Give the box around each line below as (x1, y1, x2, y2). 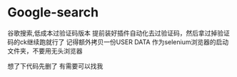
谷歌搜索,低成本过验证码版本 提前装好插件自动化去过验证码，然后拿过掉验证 (7, 29, 230, 37)
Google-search (7, 4, 99, 21)
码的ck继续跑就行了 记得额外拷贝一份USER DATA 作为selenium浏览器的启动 (7, 37, 229, 46)
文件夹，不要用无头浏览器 (7, 46, 83, 55)
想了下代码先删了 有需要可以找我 (7, 61, 104, 70)
